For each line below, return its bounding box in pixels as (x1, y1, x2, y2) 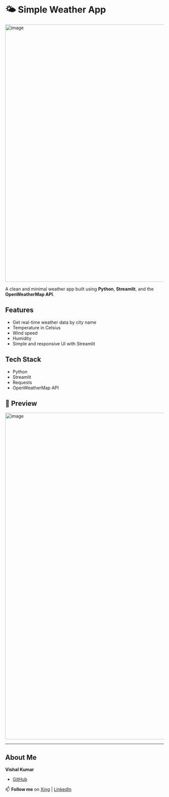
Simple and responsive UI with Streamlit (12, 340, 96, 346)
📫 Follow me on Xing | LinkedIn (5, 786, 72, 792)
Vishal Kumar (5, 766, 34, 773)
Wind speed (12, 330, 38, 336)
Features (5, 306, 34, 315)
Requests (12, 379, 32, 385)
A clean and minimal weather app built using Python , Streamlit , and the (5, 285, 154, 292)
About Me (5, 753, 37, 762)
